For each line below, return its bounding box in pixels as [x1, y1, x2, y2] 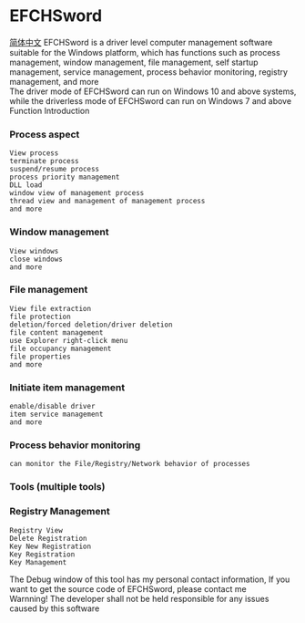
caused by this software [9, 603, 100, 614]
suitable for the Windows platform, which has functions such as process [9, 47, 280, 57]
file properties [9, 352, 71, 361]
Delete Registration [9, 534, 88, 543]
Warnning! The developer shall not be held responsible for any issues [9, 593, 269, 604]
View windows [9, 246, 59, 255]
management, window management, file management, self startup [9, 57, 259, 67]
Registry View [9, 525, 64, 535]
